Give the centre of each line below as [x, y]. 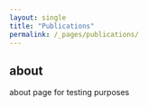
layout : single [38, 18]
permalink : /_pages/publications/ [74, 34]
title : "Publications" [52, 26]
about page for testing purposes [69, 93]
